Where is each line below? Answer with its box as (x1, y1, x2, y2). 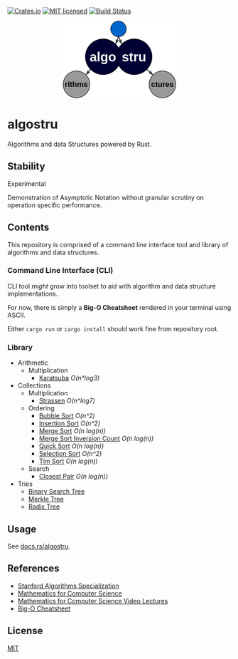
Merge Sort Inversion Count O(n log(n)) (38, 435, 154, 443)
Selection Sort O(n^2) (38, 450, 102, 458)
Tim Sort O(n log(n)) (38, 457, 98, 466)
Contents (7, 222, 50, 234)
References (7, 563, 60, 575)
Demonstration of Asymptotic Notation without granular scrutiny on (7, 193, 204, 202)
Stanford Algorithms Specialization (17, 581, 119, 590)
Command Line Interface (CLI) (7, 266, 114, 276)
